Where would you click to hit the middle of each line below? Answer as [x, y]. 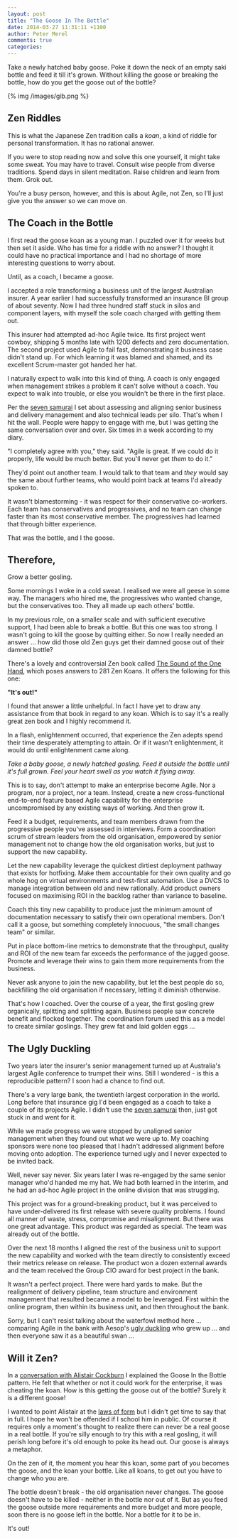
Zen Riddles [34, 118]
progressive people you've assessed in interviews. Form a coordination [112, 829]
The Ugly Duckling [49, 1049]
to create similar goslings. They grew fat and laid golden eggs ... [101, 1027]
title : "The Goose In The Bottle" [59, 21]
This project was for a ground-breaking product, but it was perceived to [112, 1204]
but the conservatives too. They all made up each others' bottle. [101, 606]
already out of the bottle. [44, 1234]
